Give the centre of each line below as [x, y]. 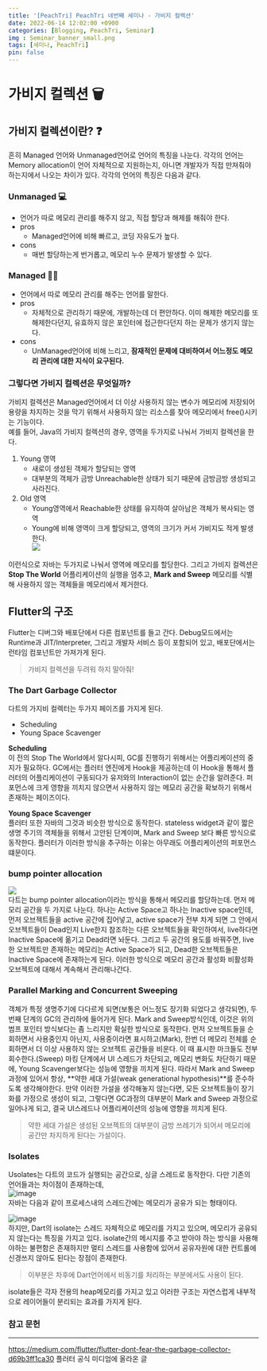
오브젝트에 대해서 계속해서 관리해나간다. [70, 970]
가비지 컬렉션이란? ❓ [55, 131]
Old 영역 [33, 498]
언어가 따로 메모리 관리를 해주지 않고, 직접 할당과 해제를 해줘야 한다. [124, 218]
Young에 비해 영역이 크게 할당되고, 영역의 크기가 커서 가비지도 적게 [135, 528]
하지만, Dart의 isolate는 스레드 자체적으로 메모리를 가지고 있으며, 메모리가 [122, 1228]
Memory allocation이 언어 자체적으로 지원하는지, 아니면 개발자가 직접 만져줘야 [130, 165]
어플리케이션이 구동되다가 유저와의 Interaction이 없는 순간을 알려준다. [137, 777]
